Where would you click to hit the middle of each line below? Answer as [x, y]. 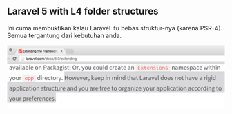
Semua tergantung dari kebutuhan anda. [65, 35]
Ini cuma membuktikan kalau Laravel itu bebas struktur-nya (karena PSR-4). [115, 28]
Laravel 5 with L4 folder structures [83, 11]
